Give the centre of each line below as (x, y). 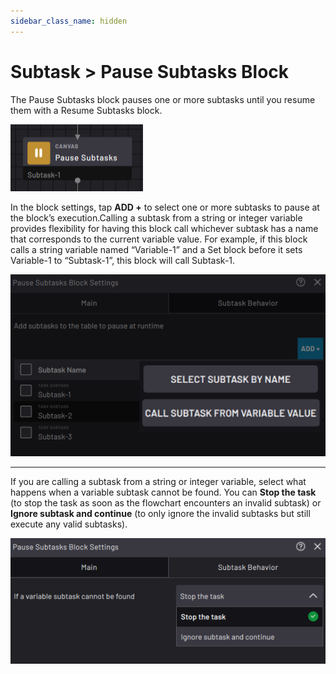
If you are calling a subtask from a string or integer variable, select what (158, 481)
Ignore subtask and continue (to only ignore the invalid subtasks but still (160, 513)
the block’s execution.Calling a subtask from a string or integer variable (156, 217)
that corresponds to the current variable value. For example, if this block (159, 239)
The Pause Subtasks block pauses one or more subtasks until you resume (163, 99)
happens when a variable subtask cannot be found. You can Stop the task (163, 492)
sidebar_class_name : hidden (69, 21)
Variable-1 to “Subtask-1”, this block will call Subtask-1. (123, 260)
